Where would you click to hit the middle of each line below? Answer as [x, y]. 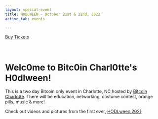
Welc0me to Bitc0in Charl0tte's [71, 67]
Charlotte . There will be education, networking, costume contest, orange [79, 97]
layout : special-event [28, 10]
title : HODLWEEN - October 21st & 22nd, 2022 [53, 14]
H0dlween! [28, 78]
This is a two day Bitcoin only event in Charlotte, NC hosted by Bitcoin [76, 91]
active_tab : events [25, 19]
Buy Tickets [17, 37]
